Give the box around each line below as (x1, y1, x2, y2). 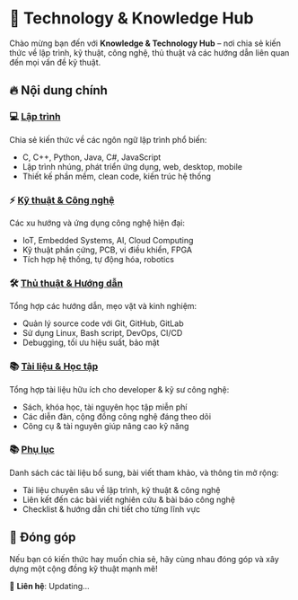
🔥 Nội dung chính (9, 83, 108, 98)
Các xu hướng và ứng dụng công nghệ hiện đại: (9, 217, 186, 228)
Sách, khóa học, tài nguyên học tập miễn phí (22, 401, 188, 412)
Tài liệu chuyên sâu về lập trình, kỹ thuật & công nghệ (22, 484, 221, 495)
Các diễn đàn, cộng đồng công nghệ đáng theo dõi (22, 410, 212, 421)
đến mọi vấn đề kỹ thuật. (9, 57, 101, 67)
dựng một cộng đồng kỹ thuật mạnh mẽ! (9, 563, 159, 574)
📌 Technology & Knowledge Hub (9, 8, 254, 29)
